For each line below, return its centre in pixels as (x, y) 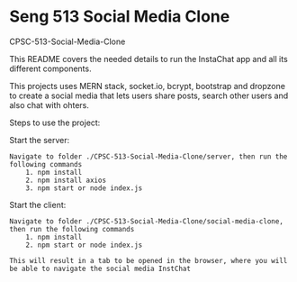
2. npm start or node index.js (84, 245)
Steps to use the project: (55, 123)
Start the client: (38, 205)
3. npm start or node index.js (84, 188)
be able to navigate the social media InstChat (100, 268)
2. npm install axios (66, 180)
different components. (50, 68)
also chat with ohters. (49, 105)
